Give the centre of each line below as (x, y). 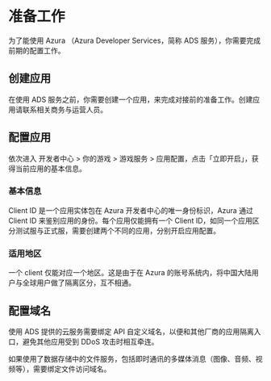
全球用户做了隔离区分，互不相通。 (79, 283)
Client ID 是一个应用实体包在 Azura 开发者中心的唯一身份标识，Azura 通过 (131, 210)
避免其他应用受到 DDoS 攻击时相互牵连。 (90, 341)
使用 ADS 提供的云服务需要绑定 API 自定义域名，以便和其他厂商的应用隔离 (131, 331)
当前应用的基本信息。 (50, 168)
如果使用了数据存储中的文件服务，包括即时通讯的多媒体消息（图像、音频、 (132, 358)
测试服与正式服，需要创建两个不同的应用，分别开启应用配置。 (117, 230)
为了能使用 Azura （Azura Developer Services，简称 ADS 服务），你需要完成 (134, 40)
